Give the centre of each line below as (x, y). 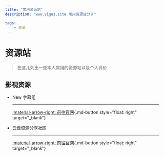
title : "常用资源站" (24, 10)
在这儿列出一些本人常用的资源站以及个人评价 (62, 68)
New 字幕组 (24, 97)
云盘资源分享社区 (29, 128)
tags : (10, 23)
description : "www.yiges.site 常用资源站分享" (51, 14)
